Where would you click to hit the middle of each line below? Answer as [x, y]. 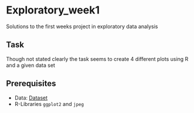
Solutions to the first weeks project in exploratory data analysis [82, 26]
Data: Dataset [31, 98]
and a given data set [31, 65]
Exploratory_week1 [53, 10]
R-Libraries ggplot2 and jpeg [49, 104]
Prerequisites [31, 83]
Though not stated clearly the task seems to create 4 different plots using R [97, 59]
